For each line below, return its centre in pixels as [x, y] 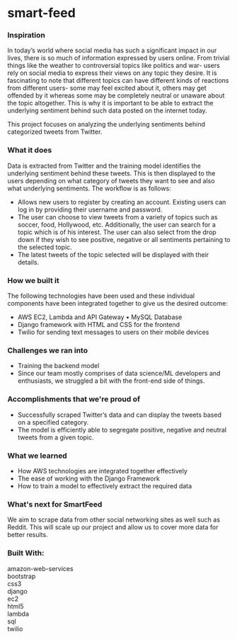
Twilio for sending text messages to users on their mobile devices [113, 332]
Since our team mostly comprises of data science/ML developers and [119, 374]
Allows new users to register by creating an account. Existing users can [122, 202]
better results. [28, 535]
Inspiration [27, 35]
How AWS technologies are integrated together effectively [102, 471]
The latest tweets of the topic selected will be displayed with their [113, 254]
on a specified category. [53, 422]
